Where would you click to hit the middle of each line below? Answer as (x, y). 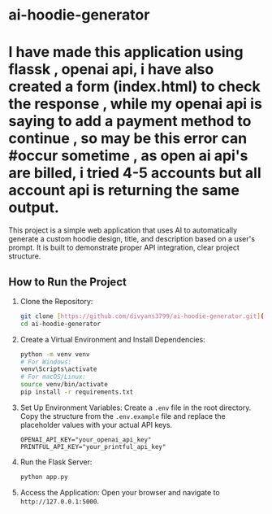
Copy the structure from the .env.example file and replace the (123, 416)
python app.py (44, 477)
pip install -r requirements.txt (77, 392)
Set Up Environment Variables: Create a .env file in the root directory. (136, 407)
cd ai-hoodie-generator (60, 324)
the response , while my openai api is (135, 104)
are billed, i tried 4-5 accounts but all (135, 173)
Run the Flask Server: (56, 462)
